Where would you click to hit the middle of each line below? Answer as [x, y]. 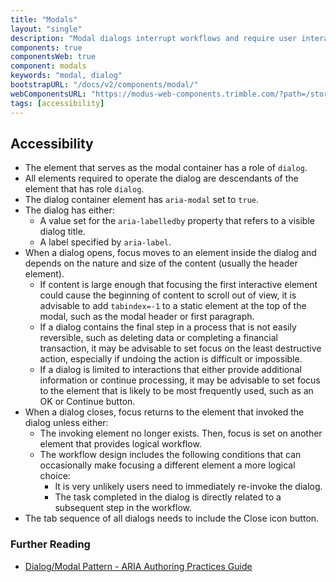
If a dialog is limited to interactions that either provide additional [170, 370]
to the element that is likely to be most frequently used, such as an [176, 391]
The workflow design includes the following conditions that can [170, 455]
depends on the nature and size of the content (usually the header [161, 263]
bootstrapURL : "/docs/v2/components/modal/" [104, 85]
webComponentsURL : [48, 94]
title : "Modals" [44, 19]
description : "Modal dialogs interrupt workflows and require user [154, 38]
